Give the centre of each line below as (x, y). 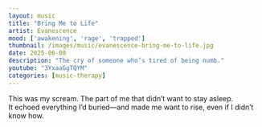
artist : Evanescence (43, 31)
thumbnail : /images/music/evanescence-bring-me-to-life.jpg (111, 46)
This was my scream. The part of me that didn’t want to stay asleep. (121, 98)
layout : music (32, 16)
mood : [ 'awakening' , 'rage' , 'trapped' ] (77, 38)
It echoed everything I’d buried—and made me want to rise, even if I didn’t (131, 107)
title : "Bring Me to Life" (53, 23)
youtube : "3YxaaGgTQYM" (48, 68)
